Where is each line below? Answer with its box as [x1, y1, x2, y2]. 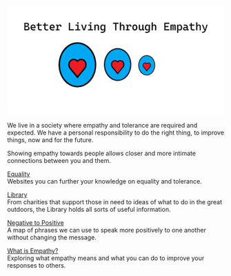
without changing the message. [7, 233, 97, 241]
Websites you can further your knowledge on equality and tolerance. [7, 177, 202, 185]
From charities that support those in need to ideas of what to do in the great [7, 198, 223, 206]
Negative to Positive [7, 219, 64, 226]
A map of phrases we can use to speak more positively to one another [7, 226, 207, 234]
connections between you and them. [7, 157, 112, 164]
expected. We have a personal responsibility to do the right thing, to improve [7, 128, 225, 137]
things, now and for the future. [7, 136, 94, 144]
